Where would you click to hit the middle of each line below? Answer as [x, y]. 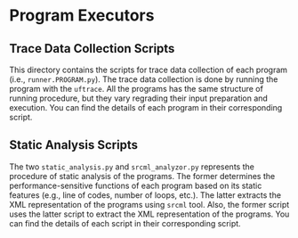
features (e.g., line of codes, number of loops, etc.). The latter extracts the [145, 195]
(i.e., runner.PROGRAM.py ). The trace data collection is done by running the [144, 79]
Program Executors [82, 16]
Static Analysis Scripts [74, 145]
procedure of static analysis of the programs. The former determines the [142, 176]
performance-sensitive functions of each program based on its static [136, 185]
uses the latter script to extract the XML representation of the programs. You [149, 214]
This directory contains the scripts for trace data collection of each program [148, 70]
